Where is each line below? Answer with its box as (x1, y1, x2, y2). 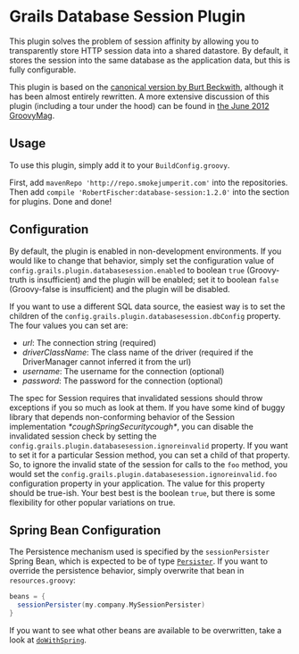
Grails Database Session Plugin (9, 6, 246, 27)
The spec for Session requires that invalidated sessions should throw (9, 392, 263, 403)
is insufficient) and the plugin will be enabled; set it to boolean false (28, 274, 279, 285)
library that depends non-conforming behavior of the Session (9, 411, 235, 422)
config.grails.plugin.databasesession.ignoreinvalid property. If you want (9, 440, 288, 450)
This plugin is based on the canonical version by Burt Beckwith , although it (9, 81, 284, 92)
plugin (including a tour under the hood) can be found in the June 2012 (9, 100, 270, 111)
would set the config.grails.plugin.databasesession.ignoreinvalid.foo (9, 468, 278, 479)
